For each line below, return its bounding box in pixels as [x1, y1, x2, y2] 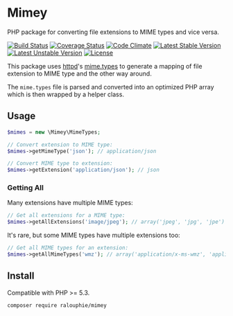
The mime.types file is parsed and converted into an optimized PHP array [7, 82, 214, 91]
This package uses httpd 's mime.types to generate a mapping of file [7, 62, 202, 70]
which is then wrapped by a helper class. [7, 90, 125, 98]
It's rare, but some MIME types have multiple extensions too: [7, 231, 180, 240]
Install [7, 270, 35, 282]
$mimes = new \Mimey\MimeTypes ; [7, 128, 101, 136]
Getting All [7, 183, 44, 193]
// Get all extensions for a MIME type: [7, 212, 126, 219]
